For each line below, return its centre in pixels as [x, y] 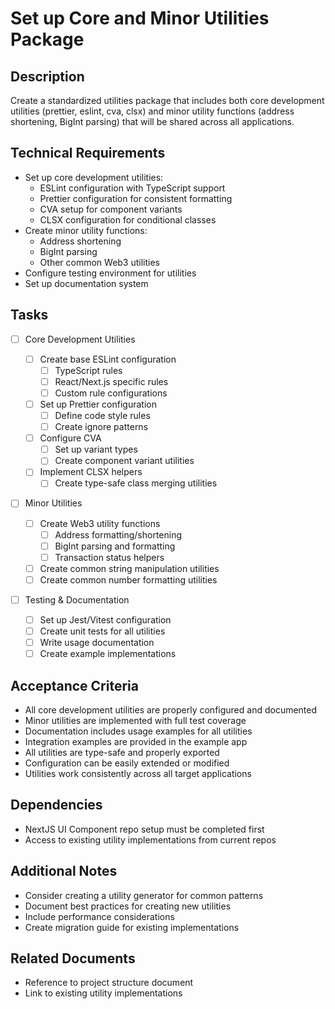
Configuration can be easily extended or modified [127, 763]
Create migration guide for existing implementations [132, 927]
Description [47, 76]
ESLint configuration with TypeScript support [132, 188]
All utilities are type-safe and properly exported [122, 752]
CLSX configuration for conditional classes [128, 219]
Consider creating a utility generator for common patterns [144, 895]
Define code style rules [102, 415]
